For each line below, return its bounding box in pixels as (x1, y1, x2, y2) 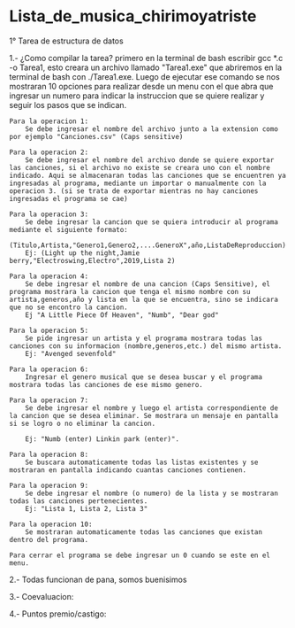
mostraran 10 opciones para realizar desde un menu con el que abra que (9, 81, 274, 91)
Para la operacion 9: (9, 481, 89, 490)
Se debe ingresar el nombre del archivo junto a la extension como (25, 124, 278, 134)
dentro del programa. (9, 535, 89, 544)
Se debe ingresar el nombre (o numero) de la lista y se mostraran (25, 489, 278, 498)
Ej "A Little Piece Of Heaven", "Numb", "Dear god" (25, 310, 219, 320)
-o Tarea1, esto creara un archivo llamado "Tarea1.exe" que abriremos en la (9, 62, 283, 73)
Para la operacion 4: (9, 272, 89, 281)
